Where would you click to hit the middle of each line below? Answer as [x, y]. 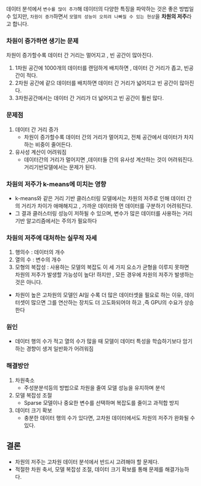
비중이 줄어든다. [54, 144]
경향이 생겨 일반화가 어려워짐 [60, 349]
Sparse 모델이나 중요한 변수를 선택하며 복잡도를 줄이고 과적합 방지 [101, 402]
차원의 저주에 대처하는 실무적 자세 [52, 238]
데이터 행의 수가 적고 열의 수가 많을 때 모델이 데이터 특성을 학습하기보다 [98, 341]
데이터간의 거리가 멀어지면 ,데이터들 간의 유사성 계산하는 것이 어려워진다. [109, 159]
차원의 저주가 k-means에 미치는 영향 [56, 184]
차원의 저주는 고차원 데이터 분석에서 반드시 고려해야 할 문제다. [87, 461]
